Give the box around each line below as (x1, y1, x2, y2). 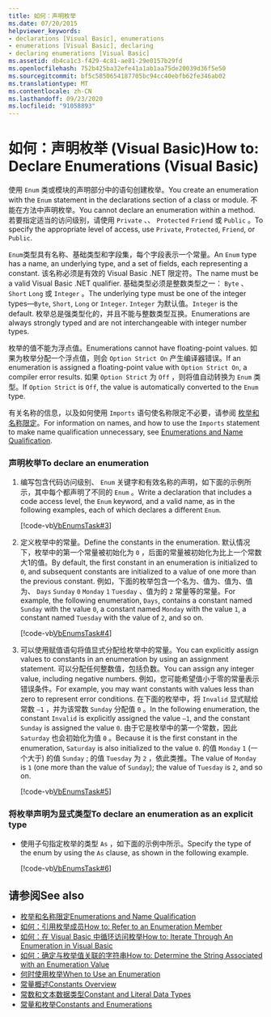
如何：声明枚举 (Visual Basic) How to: (8, 139, 260, 158)
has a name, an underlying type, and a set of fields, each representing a (8, 259, 248, 269)
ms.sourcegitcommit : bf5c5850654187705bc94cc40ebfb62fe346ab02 (8, 72, 227, 80)
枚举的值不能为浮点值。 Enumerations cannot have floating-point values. (8, 343, 248, 353)
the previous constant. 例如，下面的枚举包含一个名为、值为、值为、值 (19, 576, 253, 587)
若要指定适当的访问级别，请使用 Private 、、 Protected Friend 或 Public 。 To (8, 215, 264, 225)
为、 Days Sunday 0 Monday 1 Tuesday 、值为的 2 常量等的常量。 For (19, 587, 236, 596)
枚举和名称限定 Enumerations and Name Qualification (19, 912, 197, 922)
